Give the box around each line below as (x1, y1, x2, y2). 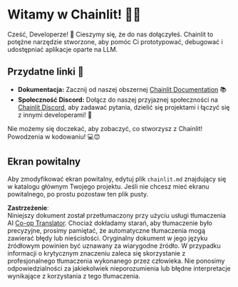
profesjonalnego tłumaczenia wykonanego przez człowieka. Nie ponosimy (7, 256, 225, 265)
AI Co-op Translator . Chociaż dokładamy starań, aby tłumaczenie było (7, 219, 212, 227)
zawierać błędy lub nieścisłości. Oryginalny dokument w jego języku (7, 234, 208, 242)
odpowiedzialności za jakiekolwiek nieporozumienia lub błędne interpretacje (7, 263, 231, 273)
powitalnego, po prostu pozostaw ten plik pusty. (7, 189, 149, 198)
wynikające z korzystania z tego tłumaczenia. (7, 271, 141, 280)
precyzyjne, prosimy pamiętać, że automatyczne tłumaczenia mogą (7, 226, 205, 234)
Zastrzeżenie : (7, 203, 49, 212)
